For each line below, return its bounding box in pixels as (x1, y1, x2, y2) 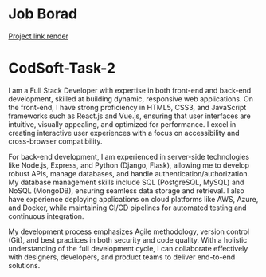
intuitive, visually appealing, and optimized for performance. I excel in (8, 119, 237, 129)
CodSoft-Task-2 (8, 59, 116, 77)
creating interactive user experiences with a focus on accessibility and (8, 128, 241, 137)
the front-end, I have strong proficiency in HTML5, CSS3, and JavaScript (8, 102, 247, 112)
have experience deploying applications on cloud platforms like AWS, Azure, (8, 194, 259, 204)
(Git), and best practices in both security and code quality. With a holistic (8, 235, 248, 244)
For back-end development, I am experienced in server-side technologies (8, 152, 249, 161)
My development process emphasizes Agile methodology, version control (8, 227, 249, 236)
